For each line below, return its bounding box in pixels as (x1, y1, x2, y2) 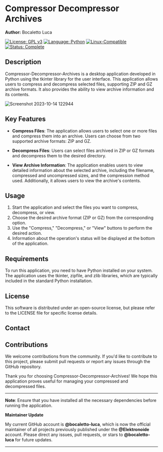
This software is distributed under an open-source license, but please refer (5, 305, 155, 311)
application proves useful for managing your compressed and (5, 378, 129, 384)
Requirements (5, 254, 49, 263)
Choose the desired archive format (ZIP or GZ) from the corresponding (12, 215, 154, 221)
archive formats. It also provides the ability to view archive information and (5, 86, 154, 92)
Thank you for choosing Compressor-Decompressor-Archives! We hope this (5, 373, 158, 379)
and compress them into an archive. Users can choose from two (12, 133, 141, 139)
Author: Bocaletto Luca (5, 29, 52, 35)
